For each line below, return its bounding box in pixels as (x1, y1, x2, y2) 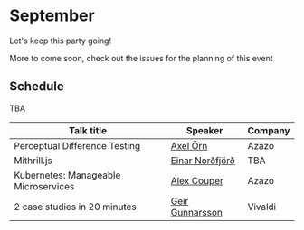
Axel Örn (170, 139, 208, 152)
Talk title (69, 124, 107, 136)
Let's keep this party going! (9, 35, 111, 46)
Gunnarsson (170, 206, 223, 218)
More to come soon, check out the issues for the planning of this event (9, 52, 273, 63)
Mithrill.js (14, 154, 52, 167)
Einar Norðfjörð (170, 154, 235, 167)
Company (247, 124, 290, 136)
